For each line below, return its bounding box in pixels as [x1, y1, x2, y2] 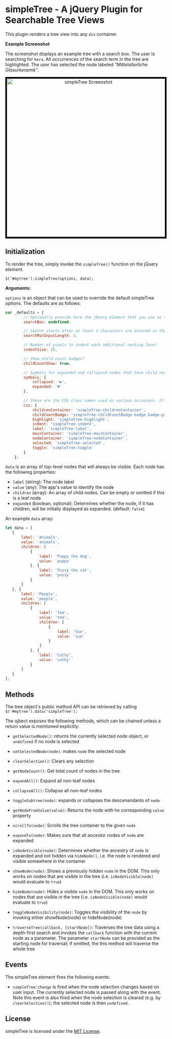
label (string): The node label [12, 479, 74, 485]
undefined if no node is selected [12, 739, 79, 745]
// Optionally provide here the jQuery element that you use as [23, 315, 162, 320]
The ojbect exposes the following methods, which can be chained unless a [5, 718, 161, 724]
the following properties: [5, 469, 57, 475]
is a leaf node [12, 495, 41, 501]
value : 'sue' [57, 634, 85, 639]
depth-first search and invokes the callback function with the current [12, 930, 157, 936]
